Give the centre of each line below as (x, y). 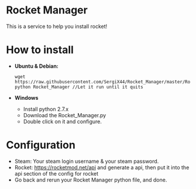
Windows (26, 97)
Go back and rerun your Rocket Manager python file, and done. (91, 180)
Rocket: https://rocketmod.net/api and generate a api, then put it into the (102, 167)
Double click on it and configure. (63, 121)
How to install (40, 50)
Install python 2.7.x (46, 109)
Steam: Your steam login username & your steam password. (87, 161)
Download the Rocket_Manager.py (65, 115)
